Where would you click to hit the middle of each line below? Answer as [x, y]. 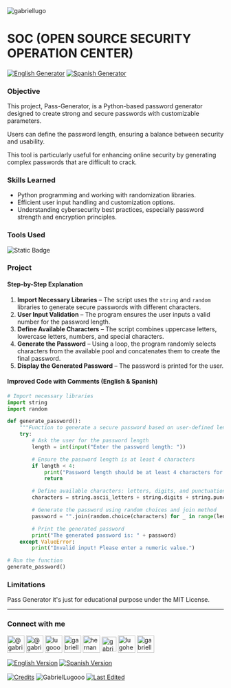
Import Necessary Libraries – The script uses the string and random [114, 299]
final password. [39, 358]
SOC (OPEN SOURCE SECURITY [99, 39]
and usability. [26, 141]
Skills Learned [32, 180]
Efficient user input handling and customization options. [96, 202]
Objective [24, 91]
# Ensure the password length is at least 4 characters [113, 459]
